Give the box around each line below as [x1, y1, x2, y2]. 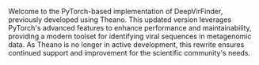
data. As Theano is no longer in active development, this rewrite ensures [8, 40, 245, 49]
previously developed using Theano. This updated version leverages [8, 15, 232, 24]
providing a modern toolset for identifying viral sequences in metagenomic [8, 31, 252, 41]
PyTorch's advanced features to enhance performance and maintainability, [8, 23, 252, 32]
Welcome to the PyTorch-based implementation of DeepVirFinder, [8, 7, 223, 16]
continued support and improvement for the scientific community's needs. [8, 49, 251, 57]
